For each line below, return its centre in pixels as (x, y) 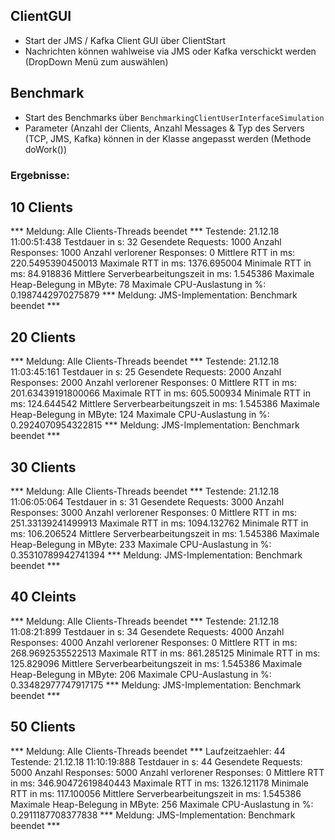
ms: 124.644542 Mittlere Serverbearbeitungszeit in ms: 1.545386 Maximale (165, 404)
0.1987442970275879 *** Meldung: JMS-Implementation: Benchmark (154, 295)
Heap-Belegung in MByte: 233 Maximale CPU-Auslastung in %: (141, 544)
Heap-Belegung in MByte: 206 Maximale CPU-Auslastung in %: (141, 674)
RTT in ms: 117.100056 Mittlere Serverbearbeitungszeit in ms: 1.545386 (156, 793)
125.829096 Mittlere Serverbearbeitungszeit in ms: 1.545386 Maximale (156, 663)
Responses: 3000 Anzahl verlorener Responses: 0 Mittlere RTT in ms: (154, 512)
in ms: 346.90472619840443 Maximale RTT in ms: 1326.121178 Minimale (159, 783)
